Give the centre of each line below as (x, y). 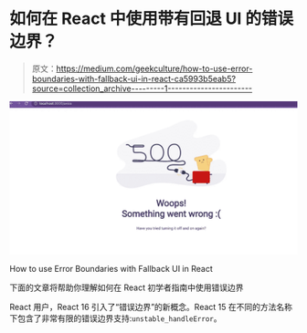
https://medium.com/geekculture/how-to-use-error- (154, 68)
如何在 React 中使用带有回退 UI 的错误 (152, 19)
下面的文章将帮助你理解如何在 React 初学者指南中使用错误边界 (127, 287)
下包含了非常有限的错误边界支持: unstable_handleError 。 (116, 318)
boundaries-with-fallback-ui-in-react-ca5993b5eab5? (133, 78)
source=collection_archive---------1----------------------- (142, 88)
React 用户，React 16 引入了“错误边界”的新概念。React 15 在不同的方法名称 (151, 307)
